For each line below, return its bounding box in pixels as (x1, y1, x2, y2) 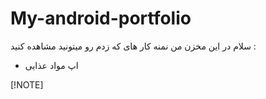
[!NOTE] (10, 78, 44, 91)
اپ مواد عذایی (24, 59, 79, 71)
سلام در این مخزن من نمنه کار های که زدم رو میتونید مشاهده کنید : (10, 40, 257, 52)
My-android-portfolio (10, 7, 192, 30)
